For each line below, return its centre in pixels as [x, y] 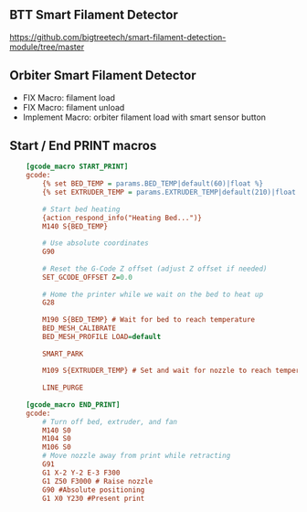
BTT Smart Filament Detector [94, 15]
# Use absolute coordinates [95, 243]
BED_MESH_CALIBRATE [79, 328]
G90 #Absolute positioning [94, 490]
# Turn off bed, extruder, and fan [110, 421]
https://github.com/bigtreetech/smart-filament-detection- [118, 37]
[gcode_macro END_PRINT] [73, 405]
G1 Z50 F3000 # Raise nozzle [98, 481]
